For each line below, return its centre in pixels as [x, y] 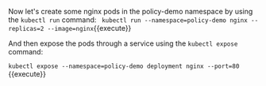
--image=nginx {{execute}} [89, 28]
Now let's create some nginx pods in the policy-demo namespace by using [131, 11]
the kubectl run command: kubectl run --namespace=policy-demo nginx [128, 20]
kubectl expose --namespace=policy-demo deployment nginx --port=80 [124, 66]
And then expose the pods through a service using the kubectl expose [123, 43]
